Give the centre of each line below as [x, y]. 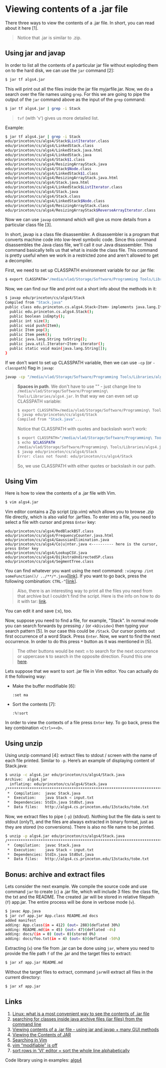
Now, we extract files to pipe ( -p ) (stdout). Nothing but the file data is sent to [83, 816]
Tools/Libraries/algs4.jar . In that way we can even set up [78, 396]
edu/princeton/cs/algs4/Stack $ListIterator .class [57, 141]
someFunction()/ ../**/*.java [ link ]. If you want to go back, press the [76, 576]
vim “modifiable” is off [35, 1045]
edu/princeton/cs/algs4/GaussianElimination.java [57, 540]
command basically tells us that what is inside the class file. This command [82, 250]
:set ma [20, 695]
